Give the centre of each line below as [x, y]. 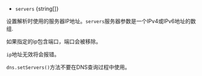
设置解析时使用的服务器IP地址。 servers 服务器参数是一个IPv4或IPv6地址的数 [101, 21]
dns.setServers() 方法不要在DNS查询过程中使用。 [68, 67]
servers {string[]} [37, 9]
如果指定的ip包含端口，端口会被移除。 [54, 41]
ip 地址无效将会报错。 [33, 54]
